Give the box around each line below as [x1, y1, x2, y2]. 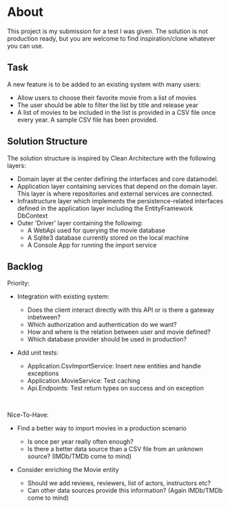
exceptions [27, 369, 59, 377]
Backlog [7, 261, 43, 272]
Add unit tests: [17, 348, 59, 357]
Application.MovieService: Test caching [27, 377, 140, 385]
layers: [7, 161, 26, 169]
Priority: [7, 279, 30, 288]
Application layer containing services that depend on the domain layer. [17, 182, 218, 190]
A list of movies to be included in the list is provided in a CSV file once [17, 108, 216, 116]
